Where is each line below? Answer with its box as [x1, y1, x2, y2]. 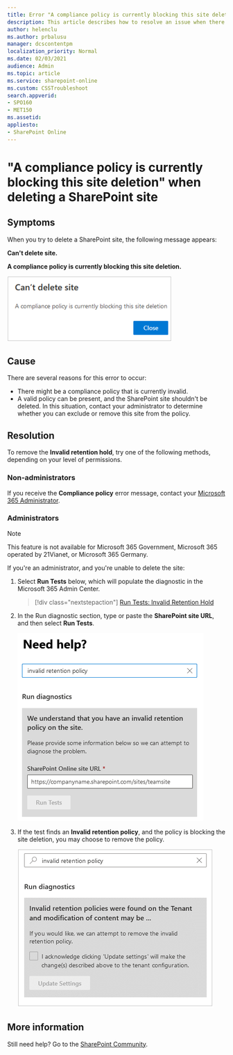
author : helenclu [7, 26, 58, 33]
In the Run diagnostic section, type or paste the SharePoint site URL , [17, 611, 215, 619]
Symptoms [7, 216, 55, 229]
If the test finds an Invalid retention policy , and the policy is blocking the [17, 827, 225, 836]
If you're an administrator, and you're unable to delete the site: [7, 564, 185, 572]
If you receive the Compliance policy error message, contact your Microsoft [7, 489, 225, 497]
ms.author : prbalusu [7, 33, 67, 40]
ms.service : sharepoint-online [7, 77, 98, 84]
